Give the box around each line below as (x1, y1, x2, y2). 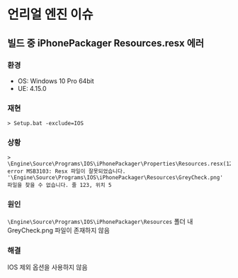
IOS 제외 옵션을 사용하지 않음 (7, 263, 88, 272)
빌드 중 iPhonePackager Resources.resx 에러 (7, 37, 204, 49)
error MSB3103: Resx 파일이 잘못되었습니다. (7, 168, 126, 175)
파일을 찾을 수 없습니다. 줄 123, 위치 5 (7, 182, 112, 189)
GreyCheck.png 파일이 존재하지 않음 (7, 225, 110, 235)
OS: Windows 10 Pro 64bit (17, 76, 94, 85)
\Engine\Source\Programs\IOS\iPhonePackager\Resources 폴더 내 (7, 217, 193, 225)
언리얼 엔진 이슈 (7, 6, 93, 23)
